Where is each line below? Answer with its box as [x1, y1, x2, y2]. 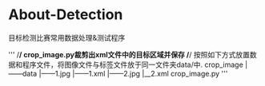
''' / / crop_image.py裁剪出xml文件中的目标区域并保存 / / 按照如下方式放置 [8, 49, 251, 59]
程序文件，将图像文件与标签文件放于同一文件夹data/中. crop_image [22, 60, 244, 69]
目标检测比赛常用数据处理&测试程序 [8, 33, 126, 42]
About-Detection [8, 6, 123, 24]
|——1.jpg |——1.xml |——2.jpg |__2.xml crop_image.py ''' [38, 68, 228, 78]
